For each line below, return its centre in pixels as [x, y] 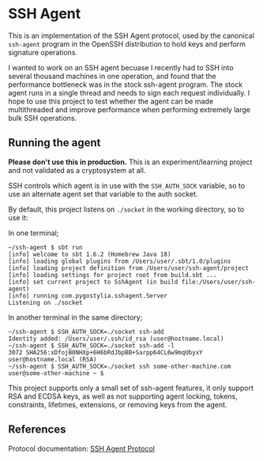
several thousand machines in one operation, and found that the [112, 76]
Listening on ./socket [45, 302]
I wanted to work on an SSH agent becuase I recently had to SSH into [121, 67]
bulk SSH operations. [43, 118]
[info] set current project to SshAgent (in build [93, 282]
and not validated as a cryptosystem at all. [77, 170]
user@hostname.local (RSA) [53, 359]
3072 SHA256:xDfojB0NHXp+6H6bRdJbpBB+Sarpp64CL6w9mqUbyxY [105, 352]
